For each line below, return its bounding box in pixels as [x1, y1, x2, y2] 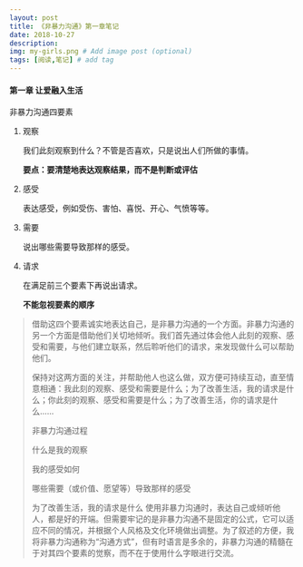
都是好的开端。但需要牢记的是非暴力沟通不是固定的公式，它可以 [47, 513, 287, 524]
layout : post [9, 13, 59, 23]
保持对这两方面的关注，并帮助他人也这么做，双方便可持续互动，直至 [31, 372, 287, 383]
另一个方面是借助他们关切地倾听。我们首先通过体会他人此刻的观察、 [31, 330, 287, 341]
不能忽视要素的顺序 [22, 299, 95, 310]
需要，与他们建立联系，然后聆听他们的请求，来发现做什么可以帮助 [47, 341, 295, 352]
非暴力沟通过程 [31, 425, 88, 436]
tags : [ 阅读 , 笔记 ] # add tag [9, 55, 114, 64]
